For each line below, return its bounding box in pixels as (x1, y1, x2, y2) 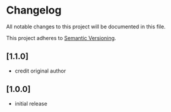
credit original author (14, 67, 66, 74)
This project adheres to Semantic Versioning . (6, 34, 116, 41)
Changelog (6, 4, 62, 17)
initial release (14, 100, 47, 107)
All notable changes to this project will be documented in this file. (6, 23, 166, 30)
